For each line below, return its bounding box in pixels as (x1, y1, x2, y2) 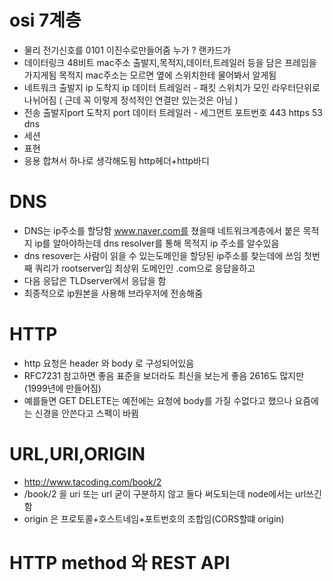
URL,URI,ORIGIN (9, 443, 146, 465)
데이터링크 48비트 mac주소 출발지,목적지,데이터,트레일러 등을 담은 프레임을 (23, 56, 317, 68)
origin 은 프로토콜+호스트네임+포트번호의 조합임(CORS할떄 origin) (23, 512, 285, 525)
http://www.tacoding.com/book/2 (23, 476, 162, 488)
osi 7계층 (9, 9, 82, 32)
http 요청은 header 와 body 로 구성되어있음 (23, 357, 195, 369)
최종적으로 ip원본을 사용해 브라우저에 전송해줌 (23, 287, 204, 299)
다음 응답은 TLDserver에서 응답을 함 (23, 274, 167, 286)
